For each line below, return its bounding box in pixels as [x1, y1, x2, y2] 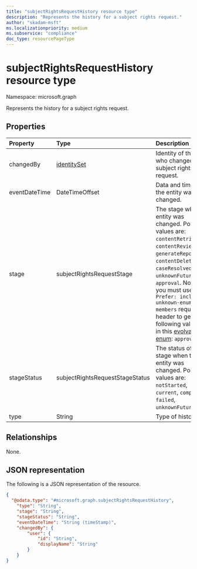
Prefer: [155, 293, 177, 300]
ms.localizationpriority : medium [6, 25, 88, 31]
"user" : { [27, 530, 51, 536]
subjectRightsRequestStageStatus [56, 373, 151, 381]
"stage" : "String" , [16, 508, 64, 514]
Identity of [155, 149, 184, 157]
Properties [6, 122, 46, 132]
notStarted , [155, 381, 188, 389]
